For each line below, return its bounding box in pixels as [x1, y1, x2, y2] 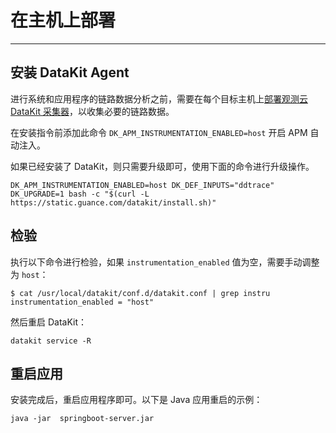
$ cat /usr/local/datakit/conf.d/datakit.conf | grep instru [10, 288, 271, 298]
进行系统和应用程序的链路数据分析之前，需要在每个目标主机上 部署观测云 [10, 92, 308, 105]
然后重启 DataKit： [10, 316, 88, 328]
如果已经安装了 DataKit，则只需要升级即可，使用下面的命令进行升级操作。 [10, 160, 315, 172]
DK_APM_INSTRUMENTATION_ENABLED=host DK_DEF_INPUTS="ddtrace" [10, 180, 275, 190]
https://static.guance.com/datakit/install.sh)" [10, 197, 217, 208]
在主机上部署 [10, 9, 117, 32]
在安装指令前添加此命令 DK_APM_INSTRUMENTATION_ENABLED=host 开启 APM [10, 126, 308, 138]
